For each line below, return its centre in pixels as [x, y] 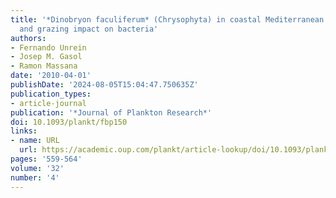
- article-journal [48, 103]
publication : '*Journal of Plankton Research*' [111, 112]
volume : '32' [37, 168]
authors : [28, 38]
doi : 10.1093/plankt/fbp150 [69, 122]
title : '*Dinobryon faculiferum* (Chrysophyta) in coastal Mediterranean [167, 19]
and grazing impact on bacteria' [89, 29]
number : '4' [35, 177]
